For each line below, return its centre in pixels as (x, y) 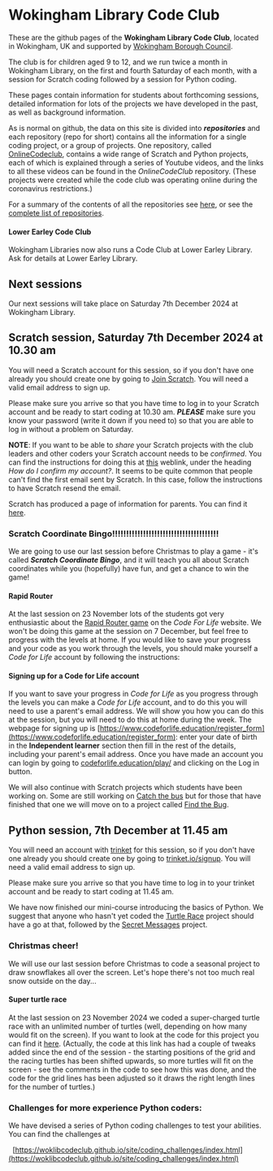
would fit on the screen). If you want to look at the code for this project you (134, 1034)
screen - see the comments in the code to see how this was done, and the (133, 1069)
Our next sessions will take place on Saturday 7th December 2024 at (123, 304)
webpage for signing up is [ (54, 728)
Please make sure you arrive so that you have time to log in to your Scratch (134, 403)
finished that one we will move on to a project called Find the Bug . (119, 805)
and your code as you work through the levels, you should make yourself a (133, 649)
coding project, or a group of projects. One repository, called (110, 145)
